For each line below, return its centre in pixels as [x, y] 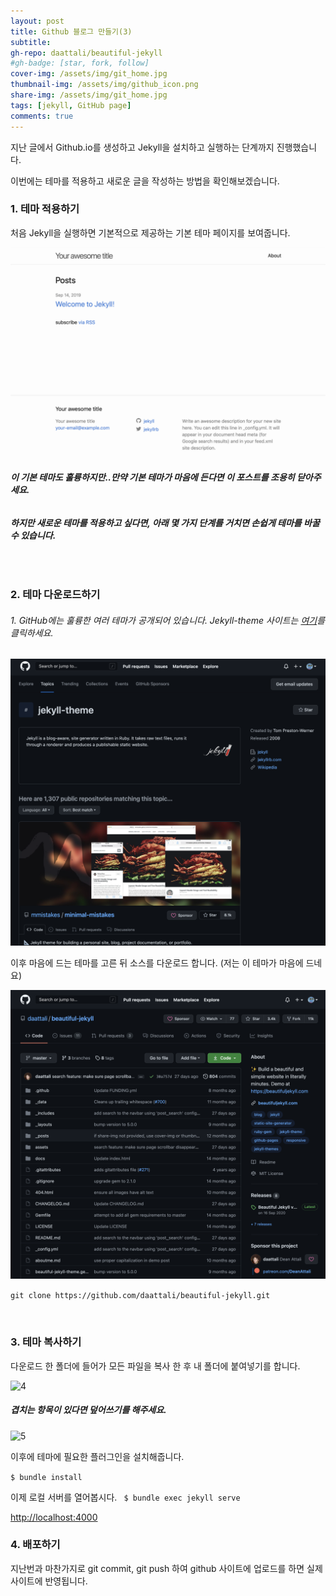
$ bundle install [46, 1477]
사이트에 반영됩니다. [49, 1581]
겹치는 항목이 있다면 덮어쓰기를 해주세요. [88, 1410]
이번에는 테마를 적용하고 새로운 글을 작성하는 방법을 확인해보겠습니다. [145, 181]
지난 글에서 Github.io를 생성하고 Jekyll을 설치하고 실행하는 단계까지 [142, 147]
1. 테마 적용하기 [45, 209]
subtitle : [31, 42]
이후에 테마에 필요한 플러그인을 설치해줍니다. [97, 1456]
